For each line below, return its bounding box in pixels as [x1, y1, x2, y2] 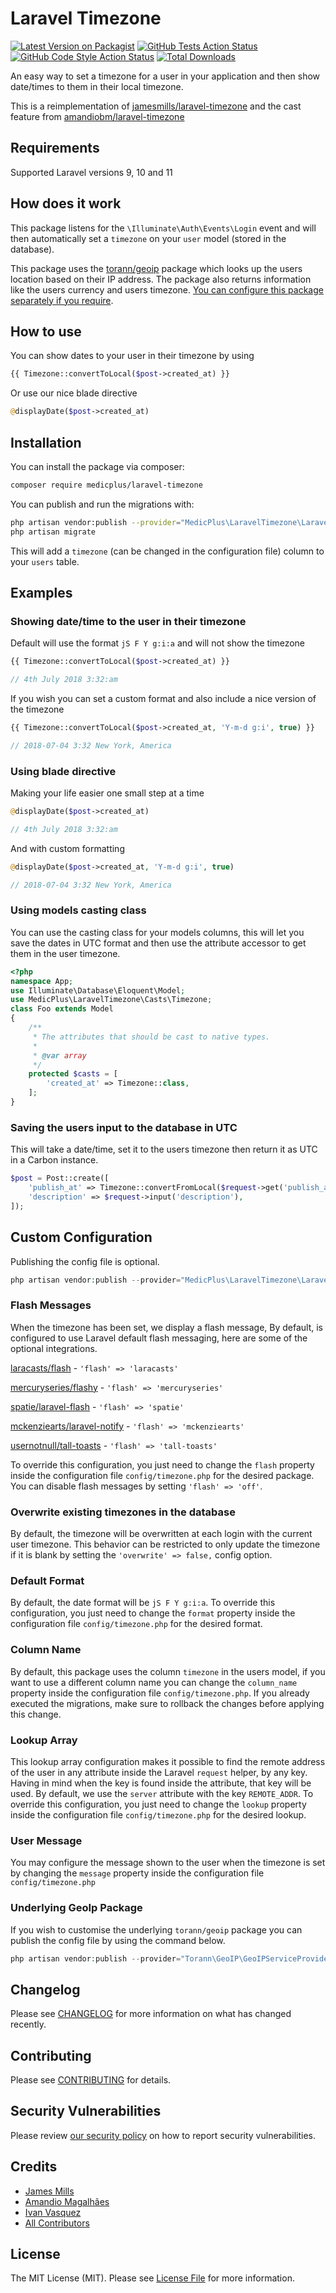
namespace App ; [10, 976, 74, 986]
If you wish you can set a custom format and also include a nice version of [10, 693, 317, 704]
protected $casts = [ [28, 1069, 118, 1079]
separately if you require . [10, 294, 114, 306]
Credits [10, 2158, 58, 2176]
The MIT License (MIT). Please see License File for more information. [10, 2272, 295, 2284]
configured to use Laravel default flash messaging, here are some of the [10, 1332, 308, 1344]
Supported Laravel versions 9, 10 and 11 [10, 166, 173, 178]
